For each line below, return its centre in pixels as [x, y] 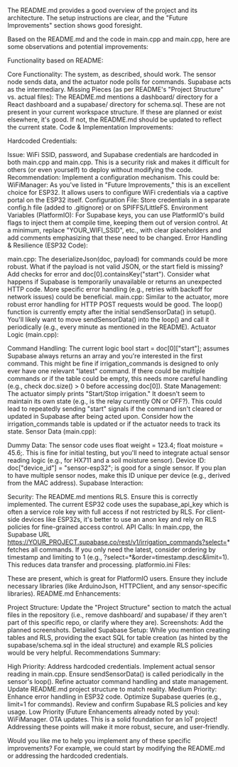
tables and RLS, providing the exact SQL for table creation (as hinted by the [118, 638]
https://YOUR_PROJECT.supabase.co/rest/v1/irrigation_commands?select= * [119, 542]
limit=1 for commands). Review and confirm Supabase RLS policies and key [118, 704]
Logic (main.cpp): [33, 334]
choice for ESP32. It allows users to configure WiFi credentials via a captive [118, 192]
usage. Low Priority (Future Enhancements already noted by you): [104, 712]
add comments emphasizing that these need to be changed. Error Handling [118, 238]
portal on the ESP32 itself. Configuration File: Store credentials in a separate [119, 200]
